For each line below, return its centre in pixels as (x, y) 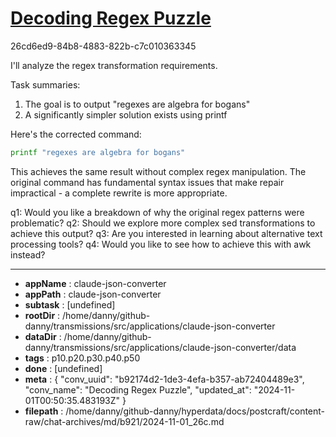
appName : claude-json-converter (95, 283)
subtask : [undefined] (70, 304)
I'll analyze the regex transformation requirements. (114, 65)
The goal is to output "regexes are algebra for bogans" (137, 104)
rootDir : (42, 315)
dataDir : (43, 336)
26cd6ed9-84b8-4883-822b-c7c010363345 (103, 46)
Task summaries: (45, 84)
